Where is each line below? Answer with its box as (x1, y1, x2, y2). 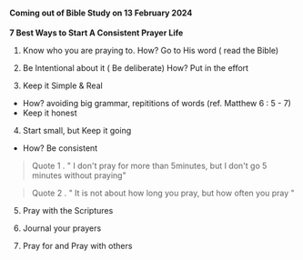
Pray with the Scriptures (22, 205, 114, 216)
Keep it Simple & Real (22, 80, 103, 91)
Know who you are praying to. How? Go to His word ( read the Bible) (22, 45, 279, 56)
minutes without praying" (31, 170, 126, 181)
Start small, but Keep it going (22, 125, 132, 136)
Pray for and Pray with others (22, 241, 133, 252)
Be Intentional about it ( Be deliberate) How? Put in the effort (22, 63, 248, 74)
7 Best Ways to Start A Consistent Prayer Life (9, 27, 184, 38)
